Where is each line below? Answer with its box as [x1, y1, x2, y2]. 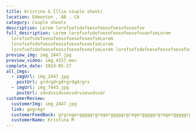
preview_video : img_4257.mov [6, 57, 77, 63]
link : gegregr [11, 106, 45, 112]
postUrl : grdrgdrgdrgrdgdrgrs [16, 79, 90, 85]
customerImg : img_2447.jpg [11, 100, 77, 107]
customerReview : [6, 95, 45, 101]
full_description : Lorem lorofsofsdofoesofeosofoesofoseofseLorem [6, 30, 171, 36]
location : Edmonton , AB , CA [6, 14, 80, 20]
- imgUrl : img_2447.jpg [11, 74, 69, 79]
